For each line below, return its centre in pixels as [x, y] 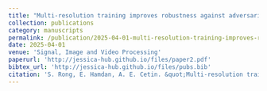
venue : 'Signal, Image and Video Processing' [85, 52]
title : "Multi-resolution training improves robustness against [117, 15]
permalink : [26, 38]
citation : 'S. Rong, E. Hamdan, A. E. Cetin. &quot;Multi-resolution [126, 74]
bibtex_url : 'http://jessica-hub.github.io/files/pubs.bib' [110, 67]
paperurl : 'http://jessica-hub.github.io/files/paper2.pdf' [110, 60]
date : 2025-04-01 [37, 45]
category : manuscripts [46, 30]
